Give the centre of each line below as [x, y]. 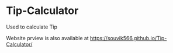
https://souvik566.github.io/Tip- [128, 38]
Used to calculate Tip [32, 27]
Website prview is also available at [47, 38]
